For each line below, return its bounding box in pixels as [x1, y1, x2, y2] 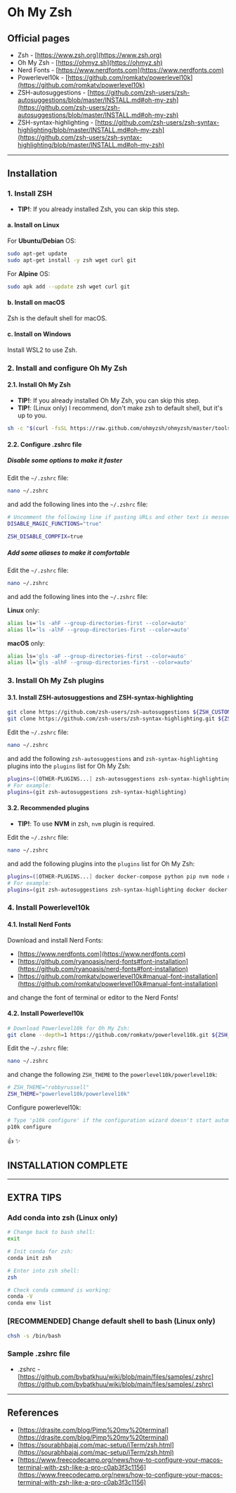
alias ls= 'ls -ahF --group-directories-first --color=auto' [7, 619, 188, 626]
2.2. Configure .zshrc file [7, 440, 82, 448]
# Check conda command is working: [7, 1286, 112, 1294]
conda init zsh [7, 1254, 52, 1261]
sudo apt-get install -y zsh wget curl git [7, 256, 137, 264]
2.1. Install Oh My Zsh [7, 381, 72, 389]
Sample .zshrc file [7, 1349, 70, 1359]
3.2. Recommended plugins [7, 804, 90, 812]
